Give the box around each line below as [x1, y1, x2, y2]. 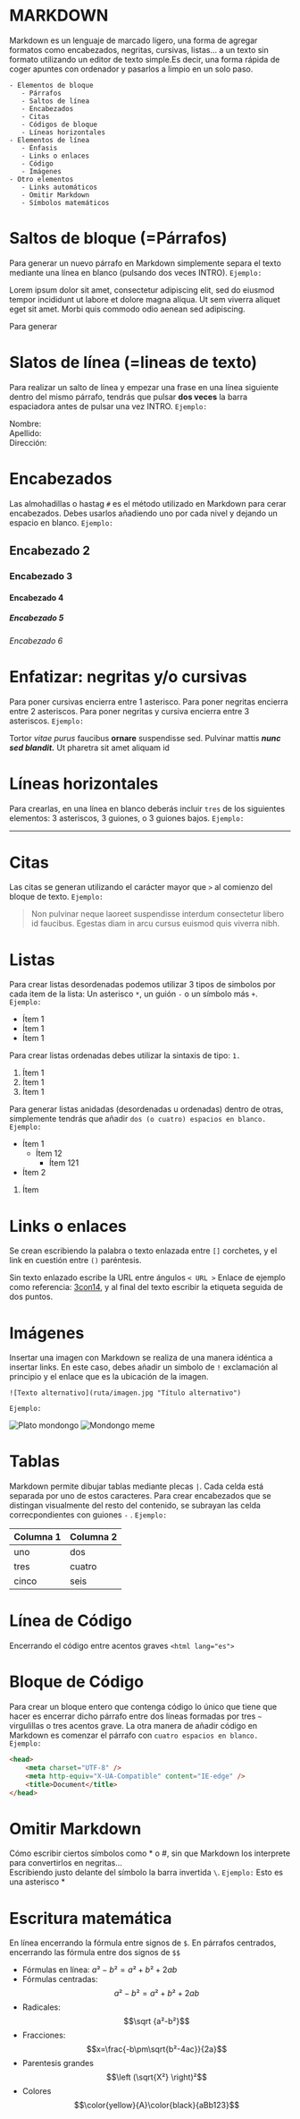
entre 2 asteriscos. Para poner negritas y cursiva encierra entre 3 [9, 705, 250, 716]
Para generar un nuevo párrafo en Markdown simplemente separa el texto [9, 257, 281, 269]
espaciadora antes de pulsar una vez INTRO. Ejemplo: [9, 400, 208, 412]
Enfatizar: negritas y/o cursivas [9, 666, 247, 687]
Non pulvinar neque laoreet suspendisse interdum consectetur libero [30, 909, 284, 919]
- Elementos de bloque [9, 81, 94, 90]
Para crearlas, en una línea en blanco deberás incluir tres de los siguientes [9, 803, 286, 814]
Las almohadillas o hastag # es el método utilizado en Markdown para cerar [9, 498, 287, 508]
